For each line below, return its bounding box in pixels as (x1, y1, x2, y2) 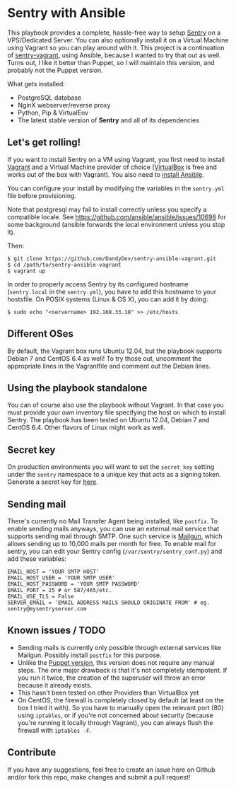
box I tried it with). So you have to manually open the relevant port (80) (17, 703, 224, 712)
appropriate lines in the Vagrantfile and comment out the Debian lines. (7, 361, 211, 370)
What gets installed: (7, 79, 66, 88)
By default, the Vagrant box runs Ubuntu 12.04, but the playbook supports (7, 347, 223, 355)
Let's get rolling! (7, 137, 81, 149)
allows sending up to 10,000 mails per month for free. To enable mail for (7, 540, 217, 547)
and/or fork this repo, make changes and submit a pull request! (7, 772, 191, 781)
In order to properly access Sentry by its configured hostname (7, 279, 189, 288)
